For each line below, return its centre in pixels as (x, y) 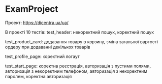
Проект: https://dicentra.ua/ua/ (37, 23)
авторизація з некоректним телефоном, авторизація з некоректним (76, 71)
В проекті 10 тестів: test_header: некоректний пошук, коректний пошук (80, 32)
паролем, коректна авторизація (39, 76)
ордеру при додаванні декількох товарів (48, 47)
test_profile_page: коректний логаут (42, 56)
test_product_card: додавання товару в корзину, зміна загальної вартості (81, 42)
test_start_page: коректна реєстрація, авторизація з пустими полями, (78, 66)
